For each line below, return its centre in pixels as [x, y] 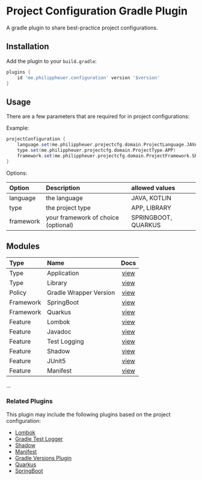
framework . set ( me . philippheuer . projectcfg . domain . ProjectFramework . [105, 156]
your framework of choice [82, 217]
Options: [17, 173]
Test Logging [66, 342]
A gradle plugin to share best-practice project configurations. [82, 28]
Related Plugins [29, 401]
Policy [18, 293]
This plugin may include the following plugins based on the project [89, 414]
